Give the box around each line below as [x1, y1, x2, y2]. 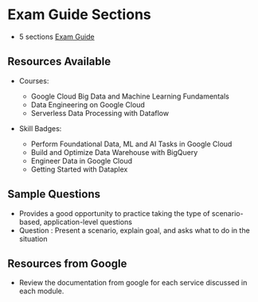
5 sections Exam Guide [18, 32, 95, 41]
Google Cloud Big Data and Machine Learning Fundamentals [30, 91, 230, 101]
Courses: [18, 75, 49, 85]
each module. [18, 286, 64, 296]
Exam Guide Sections [7, 6, 152, 24]
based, [18, 217, 42, 226]
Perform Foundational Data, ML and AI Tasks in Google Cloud [30, 139, 233, 149]
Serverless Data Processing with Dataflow [30, 108, 169, 118]
